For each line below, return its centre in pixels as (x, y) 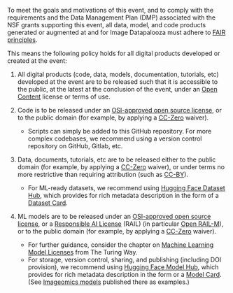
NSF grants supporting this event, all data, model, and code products (107, 25)
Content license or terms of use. (64, 97)
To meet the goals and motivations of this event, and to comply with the (111, 10)
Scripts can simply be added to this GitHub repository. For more (120, 131)
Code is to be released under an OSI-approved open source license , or (119, 110)
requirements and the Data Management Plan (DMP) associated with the (112, 17)
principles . (22, 40)
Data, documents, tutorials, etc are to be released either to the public (116, 159)
